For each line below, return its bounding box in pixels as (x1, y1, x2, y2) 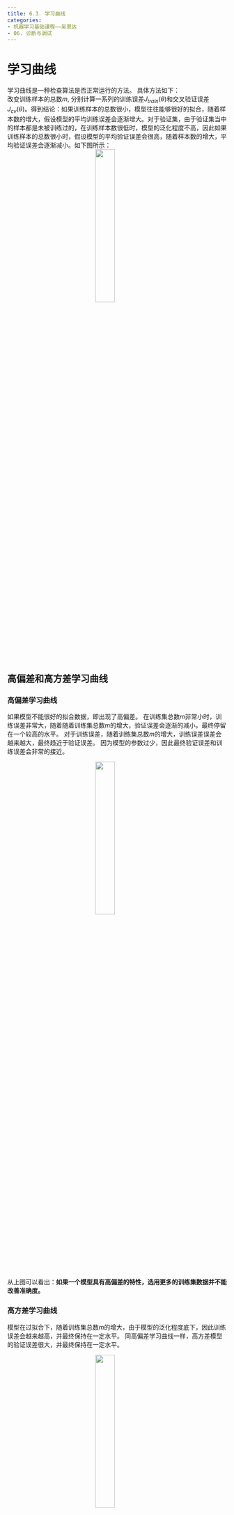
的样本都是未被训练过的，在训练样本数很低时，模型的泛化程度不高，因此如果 (7, 123, 227, 132)
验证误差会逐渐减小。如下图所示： (13, 141, 111, 149)
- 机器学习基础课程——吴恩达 (7, 23, 77, 30)
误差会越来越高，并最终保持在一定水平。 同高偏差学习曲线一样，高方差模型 (7, 1332, 223, 1340)
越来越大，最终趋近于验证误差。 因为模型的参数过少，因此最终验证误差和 (7, 739, 217, 747)
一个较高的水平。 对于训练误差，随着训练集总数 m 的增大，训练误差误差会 (13, 730, 222, 739)
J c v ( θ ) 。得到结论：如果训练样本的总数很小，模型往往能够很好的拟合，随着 (7, 105, 220, 115)
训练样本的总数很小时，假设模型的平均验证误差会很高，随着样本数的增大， (7, 132, 221, 140)
